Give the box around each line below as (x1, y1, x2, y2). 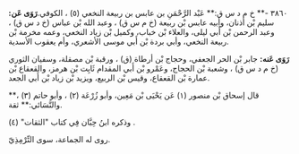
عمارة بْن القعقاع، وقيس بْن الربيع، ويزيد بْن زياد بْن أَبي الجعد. (8, 73, 210, 83)
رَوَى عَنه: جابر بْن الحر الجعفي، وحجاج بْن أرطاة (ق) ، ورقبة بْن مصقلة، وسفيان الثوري (8, 54, 290, 64)
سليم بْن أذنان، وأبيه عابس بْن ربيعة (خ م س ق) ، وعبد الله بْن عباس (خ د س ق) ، (8, 17, 275, 28)
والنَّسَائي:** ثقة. (8, 99, 63, 110)
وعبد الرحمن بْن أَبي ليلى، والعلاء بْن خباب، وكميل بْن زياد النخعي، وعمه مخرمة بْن (8, 27, 275, 37)
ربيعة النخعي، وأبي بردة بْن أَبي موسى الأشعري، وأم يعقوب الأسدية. (8, 36, 229, 47)
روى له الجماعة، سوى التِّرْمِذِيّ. (8, 134, 111, 144)
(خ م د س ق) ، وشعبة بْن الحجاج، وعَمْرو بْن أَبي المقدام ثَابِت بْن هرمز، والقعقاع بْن (8, 63, 279, 73)
